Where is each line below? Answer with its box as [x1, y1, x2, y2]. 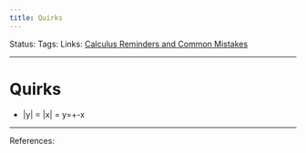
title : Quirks [9, 13, 64, 23]
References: [9, 135, 55, 146]
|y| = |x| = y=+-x [22, 108, 85, 119]
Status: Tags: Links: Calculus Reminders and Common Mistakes [9, 38, 249, 49]
